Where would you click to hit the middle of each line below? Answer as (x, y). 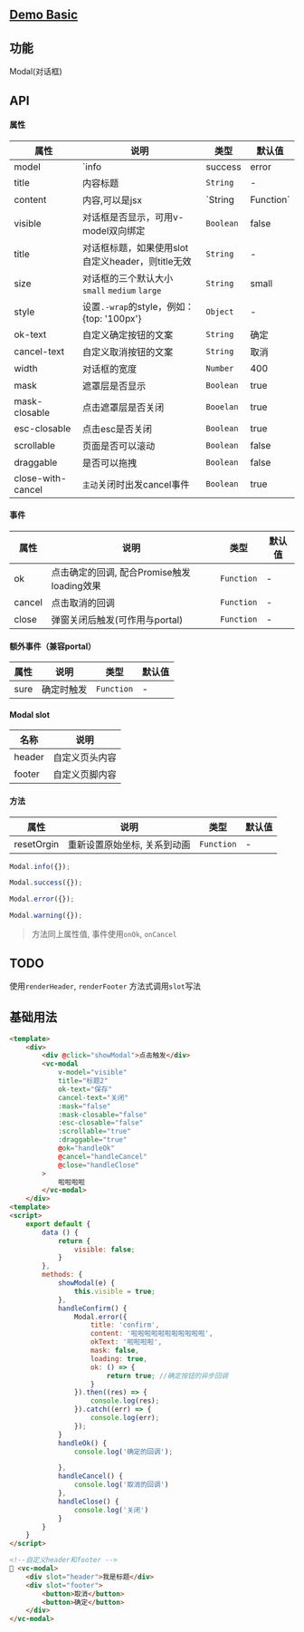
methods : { (62, 1275)
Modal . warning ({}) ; (46, 916)
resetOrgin (37, 844)
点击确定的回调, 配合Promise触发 (121, 572)
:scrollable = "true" (94, 1132)
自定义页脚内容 (85, 775)
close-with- (40, 478)
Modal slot (30, 714)
